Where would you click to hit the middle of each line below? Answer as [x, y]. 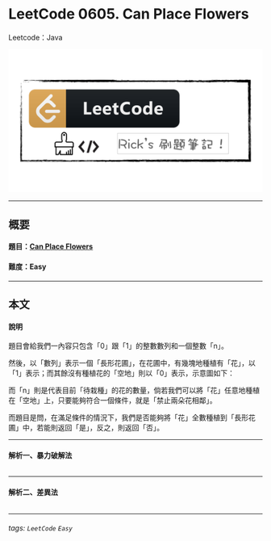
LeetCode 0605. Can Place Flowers [129, 14]
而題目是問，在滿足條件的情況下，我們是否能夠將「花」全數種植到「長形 [128, 417]
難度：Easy [27, 266]
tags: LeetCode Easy [40, 528]
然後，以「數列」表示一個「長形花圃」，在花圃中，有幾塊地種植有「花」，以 [132, 363]
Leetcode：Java [35, 37]
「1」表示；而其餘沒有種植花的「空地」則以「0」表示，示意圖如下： [122, 373]
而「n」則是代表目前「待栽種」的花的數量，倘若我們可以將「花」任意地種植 [134, 390]
